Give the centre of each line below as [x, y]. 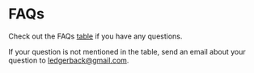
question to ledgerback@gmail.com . [69, 60]
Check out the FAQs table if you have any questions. [95, 36]
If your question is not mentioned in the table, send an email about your [127, 51]
